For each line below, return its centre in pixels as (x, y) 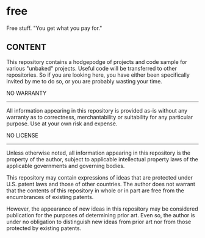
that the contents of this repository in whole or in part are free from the (95, 191)
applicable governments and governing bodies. (66, 166)
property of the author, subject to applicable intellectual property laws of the (102, 159)
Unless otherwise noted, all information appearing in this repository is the (99, 153)
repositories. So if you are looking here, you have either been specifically (98, 75)
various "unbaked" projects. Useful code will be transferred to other (92, 68)
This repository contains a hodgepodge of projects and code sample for (97, 61)
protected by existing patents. (44, 228)
